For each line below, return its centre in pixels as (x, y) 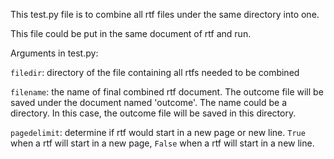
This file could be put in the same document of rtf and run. (131, 33)
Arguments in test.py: (54, 53)
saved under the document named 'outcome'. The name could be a (149, 102)
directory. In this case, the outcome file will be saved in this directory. (153, 113)
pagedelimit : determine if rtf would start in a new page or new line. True (158, 132)
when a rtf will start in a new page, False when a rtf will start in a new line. (162, 143)
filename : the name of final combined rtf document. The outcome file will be (167, 92)
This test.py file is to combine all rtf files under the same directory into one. (165, 14)
